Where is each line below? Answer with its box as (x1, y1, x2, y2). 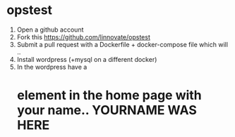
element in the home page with (16, 87, 202, 103)
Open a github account (16, 25, 84, 34)
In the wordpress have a (16, 63, 88, 71)
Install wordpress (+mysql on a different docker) (16, 55, 157, 63)
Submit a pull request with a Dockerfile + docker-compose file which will (16, 40, 229, 48)
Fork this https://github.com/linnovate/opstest (16, 32, 151, 41)
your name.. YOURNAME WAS (16, 103, 197, 118)
